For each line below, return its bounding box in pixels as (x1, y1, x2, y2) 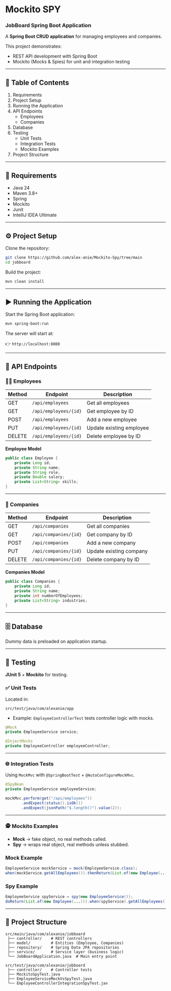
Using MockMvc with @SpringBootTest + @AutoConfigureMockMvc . (5, 772, 135, 778)
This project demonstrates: (5, 43, 62, 50)
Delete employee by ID (86, 432, 141, 440)
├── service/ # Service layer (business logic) (7, 949, 124, 954)
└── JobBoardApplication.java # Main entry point (7, 954, 117, 959)
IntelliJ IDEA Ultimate (12, 212, 57, 218)
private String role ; (14, 470, 60, 475)
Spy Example (5, 883, 38, 890)
